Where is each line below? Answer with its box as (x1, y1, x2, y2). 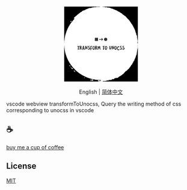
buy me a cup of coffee (6, 143, 64, 150)
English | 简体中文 (79, 88, 123, 95)
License (6, 161, 37, 171)
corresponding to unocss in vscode (6, 107, 94, 114)
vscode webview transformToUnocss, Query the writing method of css (6, 100, 182, 107)
